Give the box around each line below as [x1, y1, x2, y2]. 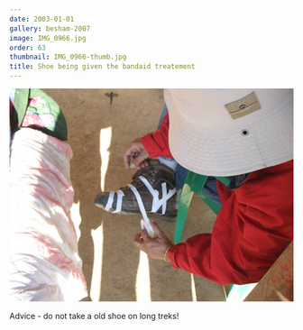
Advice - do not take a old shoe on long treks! [9, 311, 179, 321]
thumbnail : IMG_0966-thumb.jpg [9, 52, 127, 62]
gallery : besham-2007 [9, 23, 91, 33]
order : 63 [9, 43, 47, 52]
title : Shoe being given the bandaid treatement [9, 62, 196, 71]
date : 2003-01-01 [9, 14, 75, 23]
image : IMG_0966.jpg [9, 33, 87, 42]
